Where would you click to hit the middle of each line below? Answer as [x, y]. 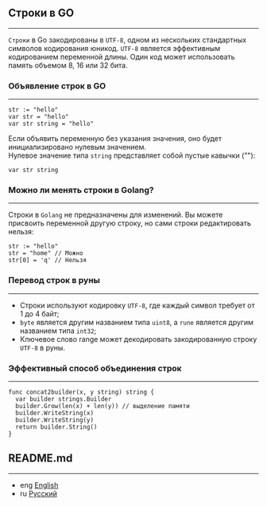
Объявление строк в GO [57, 85]
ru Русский [38, 493]
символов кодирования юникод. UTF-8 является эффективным [114, 48]
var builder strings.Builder [64, 399]
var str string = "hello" [51, 124]
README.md [41, 459]
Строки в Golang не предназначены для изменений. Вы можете [116, 215]
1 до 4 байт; [39, 313]
